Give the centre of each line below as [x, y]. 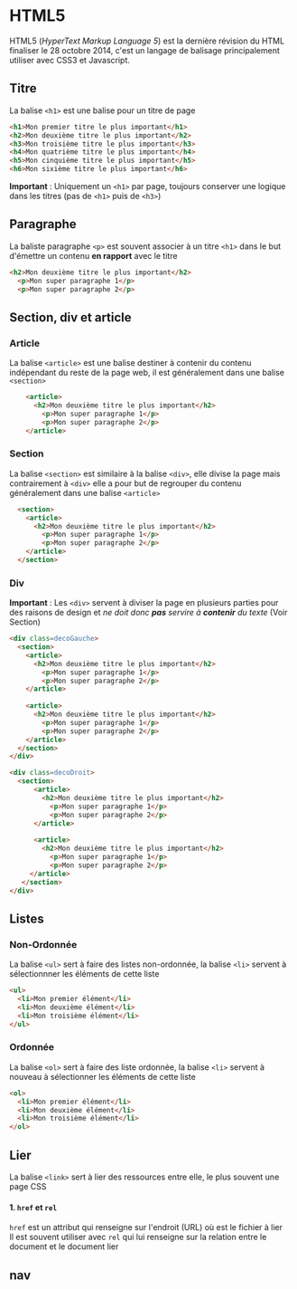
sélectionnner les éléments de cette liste [84, 974]
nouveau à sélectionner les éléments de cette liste [102, 1076]
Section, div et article [71, 317]
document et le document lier [64, 1246]
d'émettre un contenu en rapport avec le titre [93, 255]
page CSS [28, 1187]
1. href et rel [33, 1207]
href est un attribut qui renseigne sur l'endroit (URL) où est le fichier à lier [146, 1227]
